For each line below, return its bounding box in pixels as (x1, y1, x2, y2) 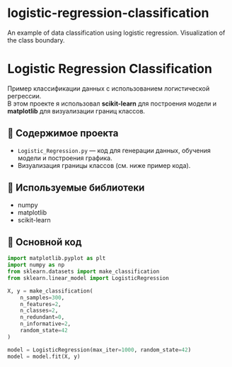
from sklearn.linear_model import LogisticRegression (7, 274, 170, 281)
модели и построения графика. (17, 154, 112, 162)
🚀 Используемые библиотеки (7, 182, 145, 194)
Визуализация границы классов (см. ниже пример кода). (17, 161, 191, 169)
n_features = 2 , (20, 300, 62, 307)
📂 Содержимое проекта (7, 128, 119, 140)
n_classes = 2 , (20, 307, 59, 315)
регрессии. (7, 91, 42, 100)
